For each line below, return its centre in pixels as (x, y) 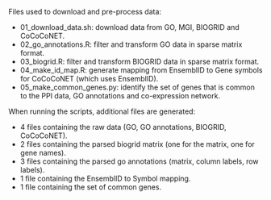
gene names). (43, 153)
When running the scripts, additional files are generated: (102, 111)
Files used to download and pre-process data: (85, 12)
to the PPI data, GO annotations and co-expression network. (120, 96)
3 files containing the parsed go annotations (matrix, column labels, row (140, 161)
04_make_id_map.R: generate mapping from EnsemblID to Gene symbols (141, 70)
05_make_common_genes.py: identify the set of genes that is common (138, 87)
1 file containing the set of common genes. (91, 187)
